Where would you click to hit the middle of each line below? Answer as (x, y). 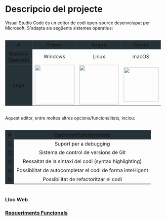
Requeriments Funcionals (37, 213)
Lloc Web (17, 200)
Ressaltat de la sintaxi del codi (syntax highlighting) (82, 161)
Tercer (141, 44)
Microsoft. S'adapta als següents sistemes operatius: (59, 28)
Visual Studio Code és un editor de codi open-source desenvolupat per (78, 23)
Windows (55, 57)
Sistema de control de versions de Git (82, 152)
